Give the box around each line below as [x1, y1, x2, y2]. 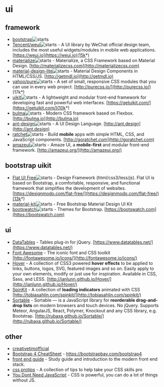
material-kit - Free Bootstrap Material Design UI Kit [12, 201, 133, 207]
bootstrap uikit [5, 161, 52, 170]
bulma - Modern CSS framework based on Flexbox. [12, 110, 134, 116]
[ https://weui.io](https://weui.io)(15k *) [12, 52, 90, 58]
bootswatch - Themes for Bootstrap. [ [12, 206, 107, 212]
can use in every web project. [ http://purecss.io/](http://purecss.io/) [12, 84, 151, 90]
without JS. [12, 377, 36, 383]
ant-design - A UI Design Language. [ [12, 121, 106, 127]
